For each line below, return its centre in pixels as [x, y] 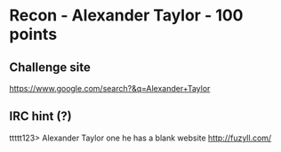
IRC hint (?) [41, 116]
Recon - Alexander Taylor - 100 [126, 16]
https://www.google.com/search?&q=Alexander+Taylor [110, 88]
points [33, 34]
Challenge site [50, 67]
